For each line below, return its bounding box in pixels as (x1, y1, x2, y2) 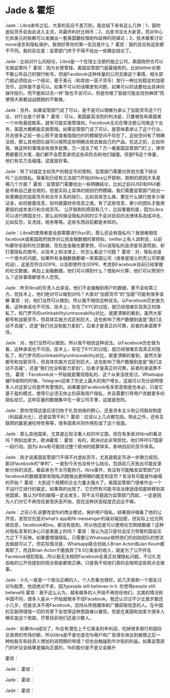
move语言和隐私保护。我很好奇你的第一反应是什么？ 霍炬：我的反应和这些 (5, 41, 160, 47)
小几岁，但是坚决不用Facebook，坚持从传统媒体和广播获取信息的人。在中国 (5, 602, 163, 608)
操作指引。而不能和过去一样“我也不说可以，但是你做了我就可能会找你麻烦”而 (5, 90, 164, 96)
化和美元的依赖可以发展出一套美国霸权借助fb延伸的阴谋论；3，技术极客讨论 (5, 35, 163, 41)
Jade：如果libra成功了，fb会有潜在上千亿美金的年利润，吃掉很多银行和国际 (5, 625, 162, 631)
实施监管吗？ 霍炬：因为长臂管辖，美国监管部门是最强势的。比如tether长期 (5, 64, 161, 71)
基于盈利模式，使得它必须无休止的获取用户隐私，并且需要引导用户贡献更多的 (5, 390, 165, 396)
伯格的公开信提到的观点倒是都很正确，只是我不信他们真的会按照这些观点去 (5, 559, 160, 565)
